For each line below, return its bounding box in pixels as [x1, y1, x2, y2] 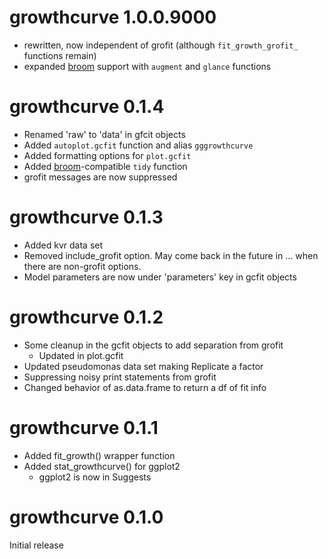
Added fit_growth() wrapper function [23, 449, 176, 461]
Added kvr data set [23, 239, 104, 251]
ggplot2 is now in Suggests [38, 471, 152, 483]
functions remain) [23, 49, 97, 61]
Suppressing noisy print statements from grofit [23, 371, 217, 383]
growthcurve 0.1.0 [9, 506, 164, 528]
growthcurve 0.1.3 [9, 206, 164, 229]
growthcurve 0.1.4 [9, 96, 165, 118]
